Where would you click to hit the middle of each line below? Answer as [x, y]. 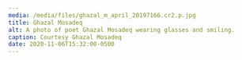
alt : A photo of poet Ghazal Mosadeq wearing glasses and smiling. [122, 30]
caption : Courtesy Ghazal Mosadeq [65, 37]
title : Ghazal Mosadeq [45, 23]
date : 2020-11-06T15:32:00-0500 [61, 44]
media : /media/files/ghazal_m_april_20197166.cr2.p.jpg [102, 15]
